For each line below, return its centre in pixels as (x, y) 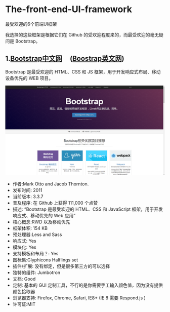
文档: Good (24, 279)
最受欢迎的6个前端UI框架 (31, 24)
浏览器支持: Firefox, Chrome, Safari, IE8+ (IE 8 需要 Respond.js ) (79, 298)
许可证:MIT (24, 304)
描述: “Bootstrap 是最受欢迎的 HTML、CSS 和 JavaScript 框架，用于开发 (88, 209)
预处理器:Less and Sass (37, 235)
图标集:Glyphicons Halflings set (45, 260)
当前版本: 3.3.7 (28, 197)
